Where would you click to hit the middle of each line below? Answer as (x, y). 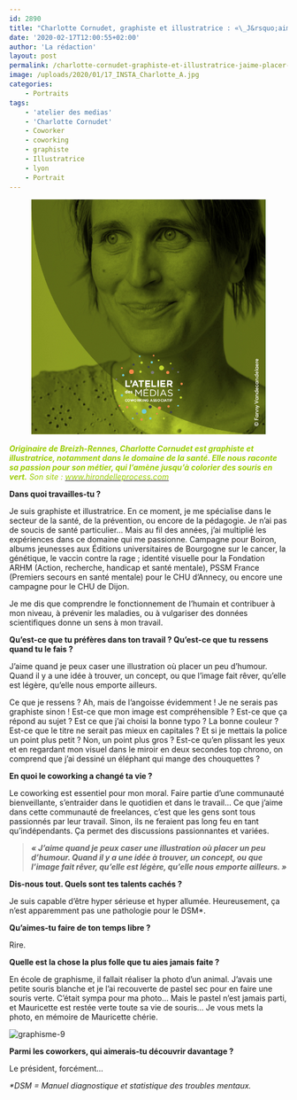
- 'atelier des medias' (69, 112)
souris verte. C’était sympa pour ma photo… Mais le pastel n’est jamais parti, (148, 998)
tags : (19, 103)
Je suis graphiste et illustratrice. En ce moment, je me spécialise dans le (140, 511)
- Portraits (47, 93)
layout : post (33, 56)
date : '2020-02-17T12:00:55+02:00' (75, 37)
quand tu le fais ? (41, 649)
